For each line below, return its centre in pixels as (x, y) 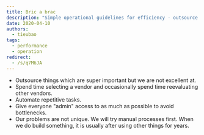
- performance (30, 46)
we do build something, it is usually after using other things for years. (102, 125)
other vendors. (34, 93)
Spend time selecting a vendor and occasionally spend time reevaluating (107, 86)
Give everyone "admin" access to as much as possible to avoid (94, 106)
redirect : (19, 57)
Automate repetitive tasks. (48, 99)
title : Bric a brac (31, 12)
